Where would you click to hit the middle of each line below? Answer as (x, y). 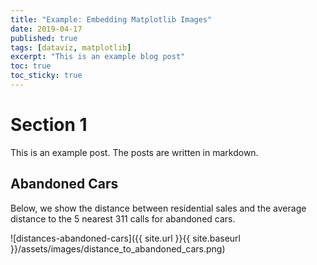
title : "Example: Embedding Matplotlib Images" (111, 19)
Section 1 (49, 125)
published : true (44, 38)
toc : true (31, 66)
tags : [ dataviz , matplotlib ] (71, 47)
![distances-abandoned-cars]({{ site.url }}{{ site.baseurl (125, 238)
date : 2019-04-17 (46, 29)
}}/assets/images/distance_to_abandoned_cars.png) (118, 248)
